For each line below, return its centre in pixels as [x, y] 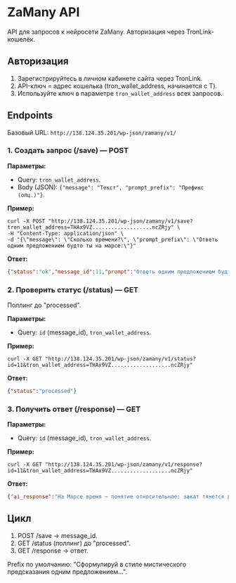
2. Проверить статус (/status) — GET [73, 289]
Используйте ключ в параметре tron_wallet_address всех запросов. [120, 93]
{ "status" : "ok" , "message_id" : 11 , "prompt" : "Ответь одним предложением [111, 272]
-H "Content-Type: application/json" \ [66, 233]
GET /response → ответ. [53, 551]
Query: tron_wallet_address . [59, 180]
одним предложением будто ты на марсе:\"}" [72, 246]
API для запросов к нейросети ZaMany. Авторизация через [96, 32]
